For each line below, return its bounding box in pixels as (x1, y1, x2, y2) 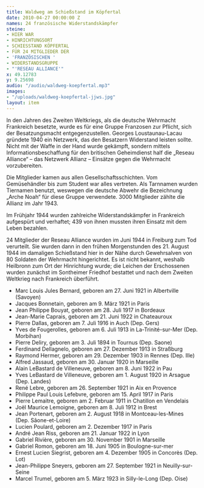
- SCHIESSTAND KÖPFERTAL (6, 43, 69, 49)
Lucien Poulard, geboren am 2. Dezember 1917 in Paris (15, 423, 152, 430)
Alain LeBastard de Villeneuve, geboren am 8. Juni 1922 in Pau (15, 364, 172, 372)
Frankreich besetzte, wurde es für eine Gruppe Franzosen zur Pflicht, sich (6, 123, 192, 130)
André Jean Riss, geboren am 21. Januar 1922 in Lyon (15, 429, 150, 437)
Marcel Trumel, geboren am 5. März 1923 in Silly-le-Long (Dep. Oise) (15, 475, 188, 482)
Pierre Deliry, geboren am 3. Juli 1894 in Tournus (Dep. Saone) (15, 339, 172, 346)
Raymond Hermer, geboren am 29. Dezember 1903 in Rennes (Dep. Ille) (15, 351, 195, 359)
